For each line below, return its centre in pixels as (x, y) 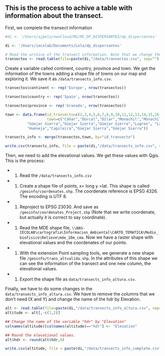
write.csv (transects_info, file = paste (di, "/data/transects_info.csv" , (81, 146)
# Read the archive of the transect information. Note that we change (79, 54)
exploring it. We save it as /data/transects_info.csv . (59, 79)
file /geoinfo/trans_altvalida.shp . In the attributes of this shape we (89, 259)
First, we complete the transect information (49, 28)
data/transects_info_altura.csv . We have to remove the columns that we (80, 294)
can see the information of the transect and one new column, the (85, 263)
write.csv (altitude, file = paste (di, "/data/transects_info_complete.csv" (83, 349)
